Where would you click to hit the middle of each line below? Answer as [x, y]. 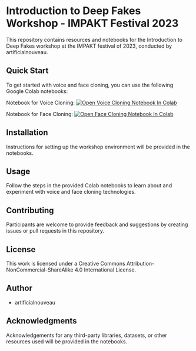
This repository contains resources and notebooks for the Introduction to [94, 39]
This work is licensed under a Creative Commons [66, 264]
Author [19, 288]
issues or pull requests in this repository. [55, 231]
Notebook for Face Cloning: [40, 114]
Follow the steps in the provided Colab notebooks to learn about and [89, 186]
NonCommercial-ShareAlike [40, 270]
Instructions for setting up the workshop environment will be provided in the [98, 147]
